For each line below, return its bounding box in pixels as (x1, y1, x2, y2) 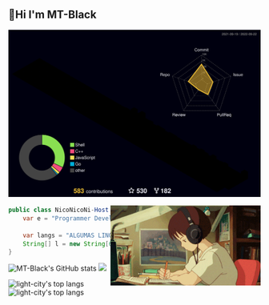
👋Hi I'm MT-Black (8, 8, 97, 22)
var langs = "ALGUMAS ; (22, 231, 142, 239)
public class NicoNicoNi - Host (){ (8, 206, 124, 214)
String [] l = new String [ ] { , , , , (22, 239, 253, 248)
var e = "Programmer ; (22, 214, 134, 223)
